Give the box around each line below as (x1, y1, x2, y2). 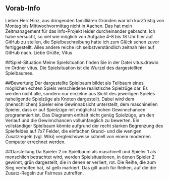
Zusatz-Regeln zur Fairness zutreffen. (5, 170, 84, 176)
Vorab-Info (5, 4, 40, 13)
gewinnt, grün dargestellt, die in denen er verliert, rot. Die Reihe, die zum (5, 159, 156, 165)
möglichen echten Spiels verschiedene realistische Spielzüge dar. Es (5, 85, 148, 91)
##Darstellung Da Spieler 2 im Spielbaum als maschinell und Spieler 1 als (5, 148, 156, 154)
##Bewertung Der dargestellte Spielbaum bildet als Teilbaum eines (5, 80, 144, 86)
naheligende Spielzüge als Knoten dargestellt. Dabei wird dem (5, 96, 135, 102)
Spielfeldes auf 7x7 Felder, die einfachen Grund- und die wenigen (5, 128, 142, 134)
